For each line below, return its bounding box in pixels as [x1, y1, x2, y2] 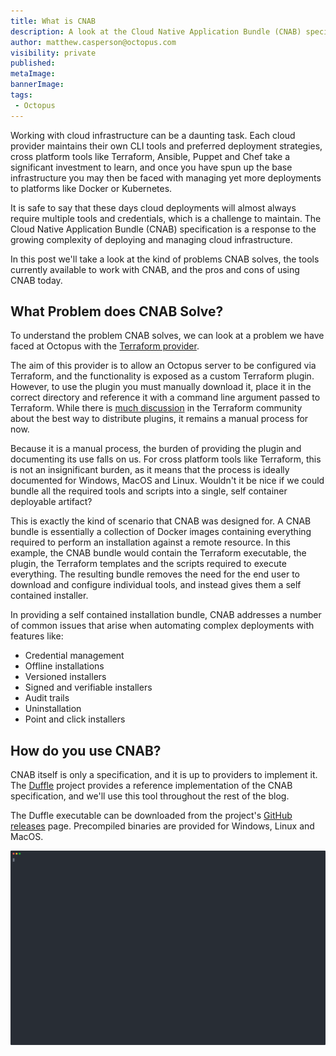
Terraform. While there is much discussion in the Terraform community [10, 402, 303, 414]
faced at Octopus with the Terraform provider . [10, 340, 200, 352]
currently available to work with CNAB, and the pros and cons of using [10, 263, 300, 275]
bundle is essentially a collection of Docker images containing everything [10, 526, 312, 538]
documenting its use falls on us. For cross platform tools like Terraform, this [10, 453, 322, 465]
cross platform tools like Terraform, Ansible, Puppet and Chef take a [10, 150, 291, 162]
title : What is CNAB [10, 16, 97, 26]
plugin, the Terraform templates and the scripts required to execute [10, 558, 287, 570]
